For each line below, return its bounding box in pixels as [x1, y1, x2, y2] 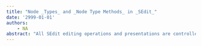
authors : [6, 20, 28, 26]
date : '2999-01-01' [6, 14, 55, 20]
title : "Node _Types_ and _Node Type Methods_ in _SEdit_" [6, 8, 158, 15]
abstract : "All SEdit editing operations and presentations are [6, 31, 171, 37]
